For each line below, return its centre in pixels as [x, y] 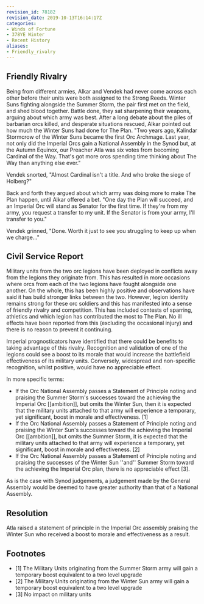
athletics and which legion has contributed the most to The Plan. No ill [94, 317]
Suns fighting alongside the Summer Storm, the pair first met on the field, [98, 104]
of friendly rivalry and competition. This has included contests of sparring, [100, 310]
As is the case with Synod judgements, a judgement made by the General [98, 481]
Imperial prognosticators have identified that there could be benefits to [95, 341]
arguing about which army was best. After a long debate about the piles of [100, 117]
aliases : [17, 46]
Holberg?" [19, 181]
